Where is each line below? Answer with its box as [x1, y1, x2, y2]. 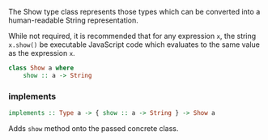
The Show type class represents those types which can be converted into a [8, 7, 261, 16]
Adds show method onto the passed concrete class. [8, 123, 179, 133]
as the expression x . [8, 49, 75, 57]
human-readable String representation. [8, 15, 139, 25]
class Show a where [8, 64, 74, 72]
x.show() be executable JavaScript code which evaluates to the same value [8, 40, 261, 49]
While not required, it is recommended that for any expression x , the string [8, 32, 257, 40]
